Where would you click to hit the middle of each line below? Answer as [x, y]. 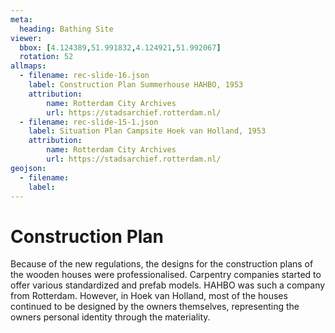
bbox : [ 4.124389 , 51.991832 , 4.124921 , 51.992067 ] [120, 47]
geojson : [28, 168]
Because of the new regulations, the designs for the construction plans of [162, 264]
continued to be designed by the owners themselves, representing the [155, 307]
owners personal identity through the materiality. [110, 317]
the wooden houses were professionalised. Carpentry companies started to [166, 275]
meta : [21, 19]
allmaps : [28, 66]
